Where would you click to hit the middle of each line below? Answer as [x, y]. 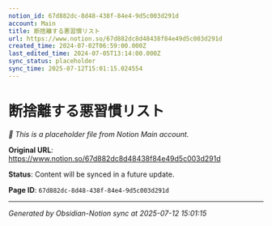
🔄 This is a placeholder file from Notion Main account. [99, 134]
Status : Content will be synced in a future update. [91, 174]
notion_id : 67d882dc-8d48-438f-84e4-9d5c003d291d [94, 16]
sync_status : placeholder [52, 62]
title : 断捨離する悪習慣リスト [54, 31]
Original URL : [31, 150]
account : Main [32, 23]
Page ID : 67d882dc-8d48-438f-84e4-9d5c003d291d [89, 190]
